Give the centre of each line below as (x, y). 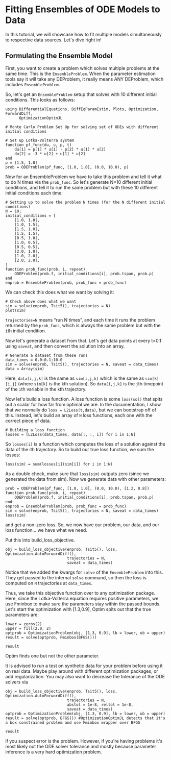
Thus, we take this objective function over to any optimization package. (80, 593)
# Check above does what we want (41, 301)
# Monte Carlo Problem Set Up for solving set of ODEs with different (82, 127)
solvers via (17, 682)
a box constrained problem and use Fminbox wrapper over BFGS (73, 722)
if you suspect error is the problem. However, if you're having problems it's (84, 741)
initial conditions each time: (34, 193)
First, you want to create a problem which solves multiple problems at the (82, 68)
